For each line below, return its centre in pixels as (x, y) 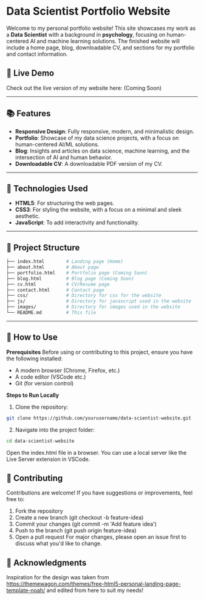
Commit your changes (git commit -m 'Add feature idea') (86, 524)
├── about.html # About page (53, 267)
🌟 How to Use (32, 337)
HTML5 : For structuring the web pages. (65, 203)
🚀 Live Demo (30, 73)
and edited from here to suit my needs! (95, 590)
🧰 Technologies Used (47, 188)
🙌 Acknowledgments (46, 562)
